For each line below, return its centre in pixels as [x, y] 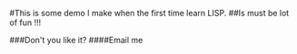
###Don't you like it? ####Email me [76, 40]
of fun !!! [25, 22]
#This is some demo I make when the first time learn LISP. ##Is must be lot [149, 13]
